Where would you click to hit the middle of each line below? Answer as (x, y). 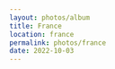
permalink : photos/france (57, 43)
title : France (36, 26)
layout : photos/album (50, 17)
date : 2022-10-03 (42, 51)
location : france (42, 34)
